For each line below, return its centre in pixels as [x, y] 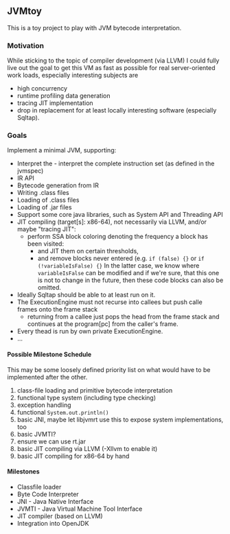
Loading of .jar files [44, 207]
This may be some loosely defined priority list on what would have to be [109, 369]
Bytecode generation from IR [58, 185]
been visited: [45, 244]
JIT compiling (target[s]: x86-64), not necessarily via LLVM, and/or [112, 222]
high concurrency [42, 89]
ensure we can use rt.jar [51, 441]
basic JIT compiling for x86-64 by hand [73, 456]
